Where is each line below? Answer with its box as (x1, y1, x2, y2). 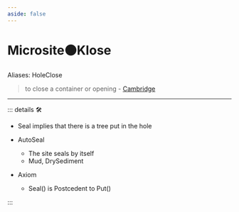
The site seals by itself (28, 149, 95, 157)
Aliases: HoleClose (7, 70, 63, 79)
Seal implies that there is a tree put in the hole (17, 121, 152, 130)
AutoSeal (17, 135, 45, 144)
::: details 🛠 (7, 105, 43, 113)
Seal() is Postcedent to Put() (28, 184, 112, 192)
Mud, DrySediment (28, 157, 84, 165)
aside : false (7, 10, 46, 18)
